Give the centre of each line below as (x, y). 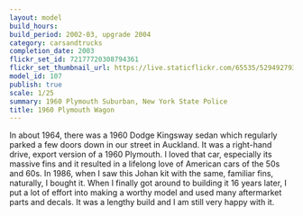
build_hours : (34, 26)
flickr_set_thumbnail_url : (60, 68)
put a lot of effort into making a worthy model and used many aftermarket (146, 193)
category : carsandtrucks (56, 43)
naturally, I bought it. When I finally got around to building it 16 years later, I (148, 183)
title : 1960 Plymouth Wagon (62, 110)
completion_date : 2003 (52, 51)
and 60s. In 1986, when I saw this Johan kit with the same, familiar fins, (141, 174)
